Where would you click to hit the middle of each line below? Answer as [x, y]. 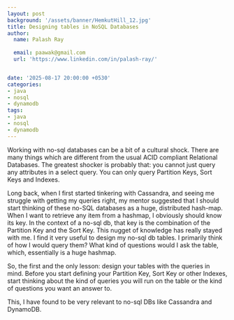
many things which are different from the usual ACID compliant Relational [112, 157]
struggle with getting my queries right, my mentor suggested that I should [113, 201]
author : [19, 33]
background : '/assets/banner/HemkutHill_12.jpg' [79, 20]
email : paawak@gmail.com [50, 53]
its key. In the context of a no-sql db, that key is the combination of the [109, 223]
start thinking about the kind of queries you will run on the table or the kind [115, 281]
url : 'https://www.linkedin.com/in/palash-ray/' [86, 59]
